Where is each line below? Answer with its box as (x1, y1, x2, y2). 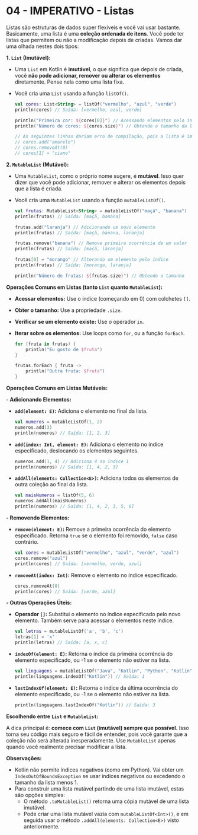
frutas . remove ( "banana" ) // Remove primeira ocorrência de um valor (14, 240, 187, 247)
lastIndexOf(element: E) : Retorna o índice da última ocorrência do (14, 684, 178, 691)
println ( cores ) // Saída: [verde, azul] (14, 588, 116, 594)
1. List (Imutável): (6, 54, 51, 61)
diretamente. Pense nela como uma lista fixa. (14, 78, 125, 85)
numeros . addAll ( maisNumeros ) (14, 498, 87, 504)
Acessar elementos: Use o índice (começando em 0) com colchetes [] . (14, 295, 190, 302)
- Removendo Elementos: (6, 514, 70, 521)
